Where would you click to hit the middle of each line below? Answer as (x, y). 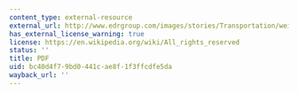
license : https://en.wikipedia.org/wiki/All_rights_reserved (125, 42)
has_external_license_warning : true (77, 34)
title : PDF (29, 58)
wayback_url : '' (39, 75)
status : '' (29, 50)
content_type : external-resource (71, 17)
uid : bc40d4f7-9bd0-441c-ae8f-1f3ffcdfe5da (91, 67)
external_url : (35, 26)
